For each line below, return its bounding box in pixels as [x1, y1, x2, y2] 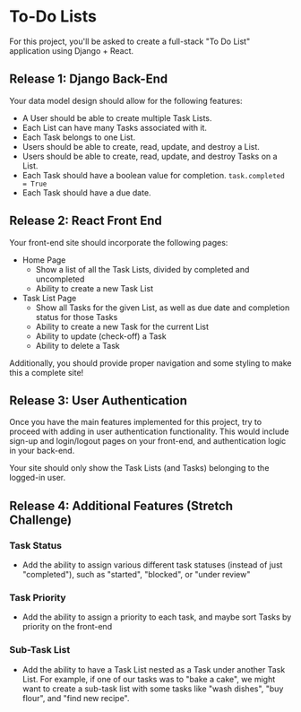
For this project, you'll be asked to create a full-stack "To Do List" [9, 36, 251, 47]
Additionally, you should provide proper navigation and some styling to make [9, 357, 293, 369]
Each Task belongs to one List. [21, 132, 136, 143]
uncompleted [35, 274, 85, 284]
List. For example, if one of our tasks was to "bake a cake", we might [21, 673, 276, 684]
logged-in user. [9, 473, 65, 483]
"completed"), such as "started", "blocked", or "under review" [21, 569, 251, 580]
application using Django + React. [9, 45, 134, 56]
